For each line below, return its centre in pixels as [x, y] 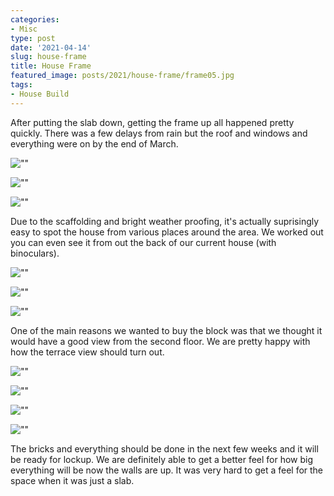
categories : [35, 19]
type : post [33, 38]
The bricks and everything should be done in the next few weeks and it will [164, 448]
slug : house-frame [48, 57]
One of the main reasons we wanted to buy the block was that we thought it [166, 330]
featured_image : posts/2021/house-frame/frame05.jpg [122, 76]
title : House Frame [51, 66]
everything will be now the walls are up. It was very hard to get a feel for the [167, 470]
